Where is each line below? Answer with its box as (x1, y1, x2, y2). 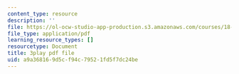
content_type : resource (7, 10, 78, 18)
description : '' (7, 17, 55, 24)
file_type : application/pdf (7, 30, 91, 37)
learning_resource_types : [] (7, 37, 94, 44)
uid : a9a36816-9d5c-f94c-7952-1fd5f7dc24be (7, 56, 139, 63)
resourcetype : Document (7, 43, 78, 50)
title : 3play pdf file (7, 50, 75, 57)
